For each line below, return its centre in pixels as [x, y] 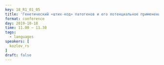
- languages [22, 37]
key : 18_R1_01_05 [23, 10]
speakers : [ [17, 42]
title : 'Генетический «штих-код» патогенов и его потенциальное [72, 14]
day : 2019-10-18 [21, 23]
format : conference [25, 19]
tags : [10, 32]
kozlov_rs [19, 46]
